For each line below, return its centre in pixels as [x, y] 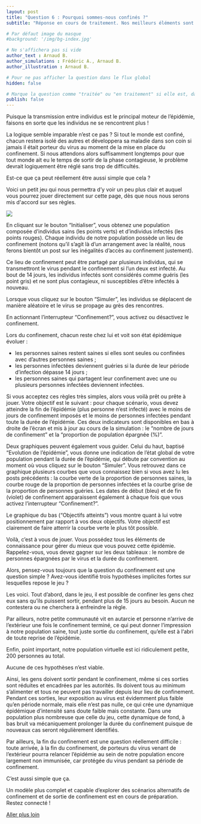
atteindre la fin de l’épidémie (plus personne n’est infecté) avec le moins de [99, 409]
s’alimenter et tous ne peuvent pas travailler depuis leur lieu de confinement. [100, 692]
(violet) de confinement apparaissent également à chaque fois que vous [95, 497]
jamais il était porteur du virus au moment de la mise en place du [86, 147]
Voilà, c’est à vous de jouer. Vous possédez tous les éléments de [86, 540]
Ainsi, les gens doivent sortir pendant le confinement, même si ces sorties [98, 679]
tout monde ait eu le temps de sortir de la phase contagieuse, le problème [97, 160]
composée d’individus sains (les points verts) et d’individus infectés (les [95, 232]
